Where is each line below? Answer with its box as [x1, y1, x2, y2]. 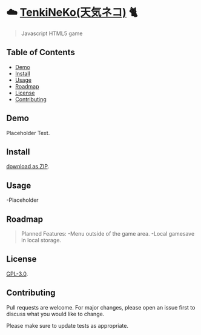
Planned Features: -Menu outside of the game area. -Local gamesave [21, 230, 195, 237]
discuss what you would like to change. [6, 310, 105, 317]
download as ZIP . [6, 163, 50, 170]
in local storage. [21, 237, 62, 244]
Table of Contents [6, 47, 76, 58]
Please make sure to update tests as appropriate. [6, 322, 129, 329]
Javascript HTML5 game [21, 30, 83, 37]
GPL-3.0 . [6, 270, 28, 277]
